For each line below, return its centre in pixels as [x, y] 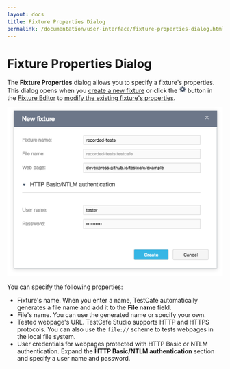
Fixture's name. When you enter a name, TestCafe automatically [107, 300]
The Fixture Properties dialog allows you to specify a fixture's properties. [111, 83]
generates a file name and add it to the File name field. [94, 307]
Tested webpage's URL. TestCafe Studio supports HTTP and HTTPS [113, 322]
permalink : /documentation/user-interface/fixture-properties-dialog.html [116, 29]
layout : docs [26, 14]
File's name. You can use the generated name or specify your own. [112, 315]
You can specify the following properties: [65, 287]
